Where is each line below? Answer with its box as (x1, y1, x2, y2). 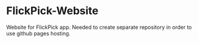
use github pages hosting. (6, 29, 71, 37)
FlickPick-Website (6, 4, 99, 18)
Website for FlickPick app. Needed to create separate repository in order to (6, 24, 192, 31)
